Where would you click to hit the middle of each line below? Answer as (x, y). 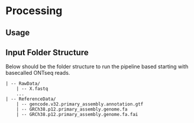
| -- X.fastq (32, 89)
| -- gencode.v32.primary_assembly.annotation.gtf (80, 104)
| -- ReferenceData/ (31, 99)
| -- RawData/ (23, 84)
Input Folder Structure (47, 52)
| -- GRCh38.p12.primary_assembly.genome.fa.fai (77, 115)
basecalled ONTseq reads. (38, 73)
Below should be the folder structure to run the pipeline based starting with (97, 67)
